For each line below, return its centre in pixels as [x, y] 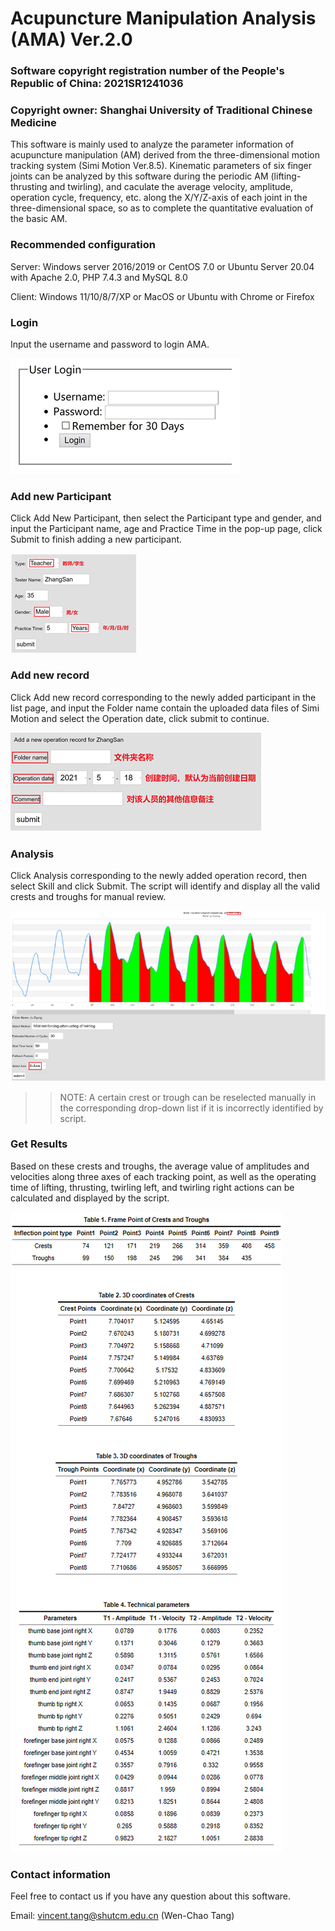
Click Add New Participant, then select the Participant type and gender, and [166, 518]
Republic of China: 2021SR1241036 [97, 84]
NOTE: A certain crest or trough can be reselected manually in [188, 1097]
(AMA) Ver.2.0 [71, 39]
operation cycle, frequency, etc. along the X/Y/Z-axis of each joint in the [159, 198]
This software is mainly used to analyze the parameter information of [152, 144]
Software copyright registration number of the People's [147, 71]
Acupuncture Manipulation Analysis [163, 18]
